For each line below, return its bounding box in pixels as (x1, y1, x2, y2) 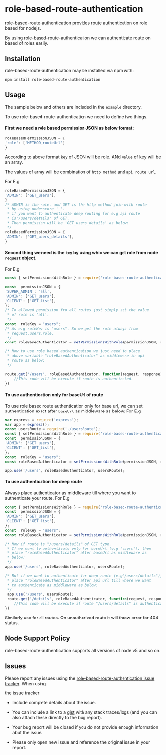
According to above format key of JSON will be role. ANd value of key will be (5, 154, 161, 160)
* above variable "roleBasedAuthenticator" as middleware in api (7, 353, 145, 358)
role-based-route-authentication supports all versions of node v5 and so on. (5, 647, 161, 653)
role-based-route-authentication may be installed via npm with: (5, 68, 134, 73)
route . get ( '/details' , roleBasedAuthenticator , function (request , (7, 597, 147, 602)
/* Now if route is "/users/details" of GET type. (5, 541, 112, 547)
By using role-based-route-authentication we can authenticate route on (5, 35, 151, 41)
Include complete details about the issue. (12, 699, 96, 705)
